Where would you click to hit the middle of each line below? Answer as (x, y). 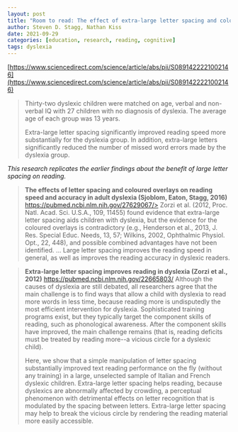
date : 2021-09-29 (33, 34)
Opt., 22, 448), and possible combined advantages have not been (121, 243)
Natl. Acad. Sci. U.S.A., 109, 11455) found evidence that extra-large (122, 212)
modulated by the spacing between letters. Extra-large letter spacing (125, 406)
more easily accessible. (59, 421)
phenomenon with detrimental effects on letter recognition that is (119, 398)
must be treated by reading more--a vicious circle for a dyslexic (118, 339)
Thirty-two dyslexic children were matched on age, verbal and (115, 103)
